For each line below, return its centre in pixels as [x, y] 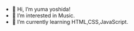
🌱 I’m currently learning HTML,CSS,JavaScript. [70, 22]
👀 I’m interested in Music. [43, 15]
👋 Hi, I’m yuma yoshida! [41, 9]
